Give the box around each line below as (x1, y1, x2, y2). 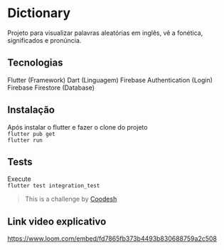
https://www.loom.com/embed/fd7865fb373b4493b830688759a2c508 (7, 234, 217, 243)
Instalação (7, 104, 55, 116)
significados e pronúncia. (7, 36, 82, 44)
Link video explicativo (7, 215, 107, 227)
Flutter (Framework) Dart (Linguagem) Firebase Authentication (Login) (7, 75, 213, 84)
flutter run (7, 137, 43, 144)
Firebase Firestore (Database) (7, 83, 95, 92)
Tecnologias (7, 57, 63, 69)
